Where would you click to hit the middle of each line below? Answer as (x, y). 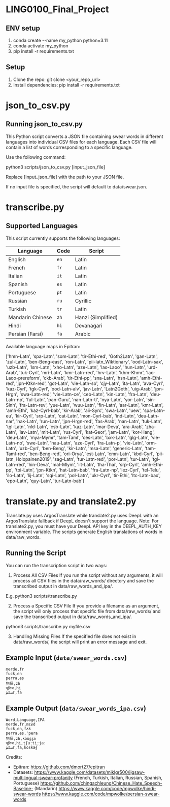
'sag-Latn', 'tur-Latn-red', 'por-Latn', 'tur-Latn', (102, 459)
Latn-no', (15, 443)
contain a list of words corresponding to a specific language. (69, 147)
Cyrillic (83, 300)
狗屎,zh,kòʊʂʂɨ (21, 739)
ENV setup (23, 28)
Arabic (83, 333)
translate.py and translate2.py (71, 501)
